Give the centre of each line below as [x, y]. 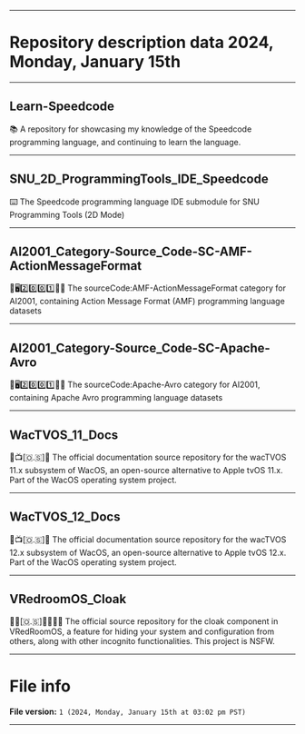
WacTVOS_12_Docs [65, 517]
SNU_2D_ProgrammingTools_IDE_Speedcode [139, 179]
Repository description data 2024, [142, 43]
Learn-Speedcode [62, 107]
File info [40, 686]
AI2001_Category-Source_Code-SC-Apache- [140, 347]
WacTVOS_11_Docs [64, 435]
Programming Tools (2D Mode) [67, 214]
